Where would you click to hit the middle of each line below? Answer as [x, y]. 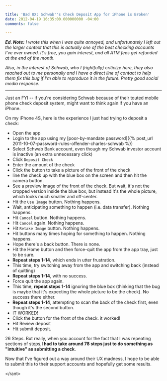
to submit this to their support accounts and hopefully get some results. [78, 364]
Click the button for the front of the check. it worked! [66, 318]
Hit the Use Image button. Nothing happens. [56, 202]
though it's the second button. [43, 308]
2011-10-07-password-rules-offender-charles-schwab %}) [73, 144]
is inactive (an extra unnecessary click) [52, 154]
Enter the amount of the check [43, 165]
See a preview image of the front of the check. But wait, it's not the [81, 186]
